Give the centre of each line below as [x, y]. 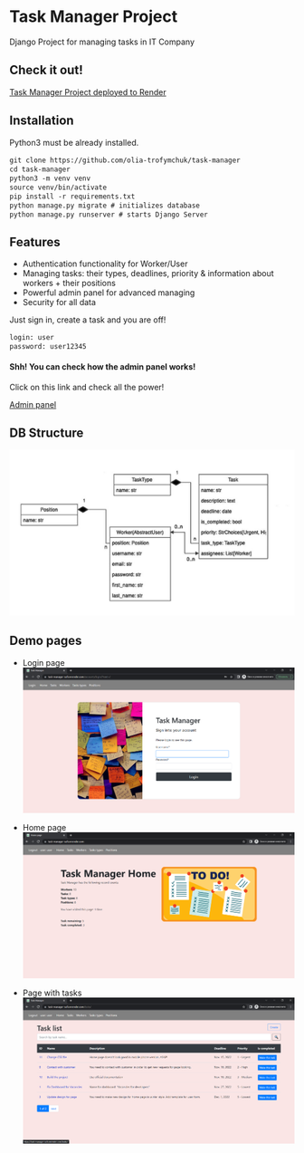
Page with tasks [52, 993]
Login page [43, 662]
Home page [44, 828]
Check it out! [46, 70]
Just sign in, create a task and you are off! [88, 320]
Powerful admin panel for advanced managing [109, 293]
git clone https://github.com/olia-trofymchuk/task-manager [125, 160]
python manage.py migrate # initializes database [105, 206]
